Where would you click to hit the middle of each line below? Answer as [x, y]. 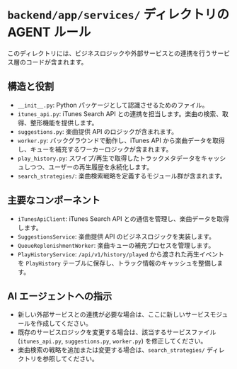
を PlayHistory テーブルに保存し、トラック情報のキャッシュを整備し [117, 263]
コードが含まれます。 [57, 62]
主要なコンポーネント [54, 200]
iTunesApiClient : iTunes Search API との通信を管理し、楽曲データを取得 [123, 218]
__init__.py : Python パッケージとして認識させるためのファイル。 [113, 105]
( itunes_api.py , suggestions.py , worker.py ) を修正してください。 [112, 341]
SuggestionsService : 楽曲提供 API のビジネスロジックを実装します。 [116, 236]
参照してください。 [70, 359]
